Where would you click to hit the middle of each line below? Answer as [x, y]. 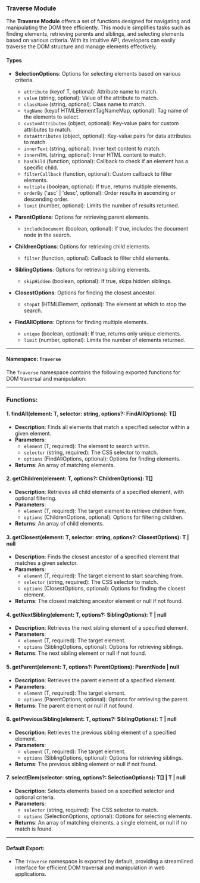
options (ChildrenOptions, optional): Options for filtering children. [104, 517]
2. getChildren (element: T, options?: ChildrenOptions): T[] [79, 478]
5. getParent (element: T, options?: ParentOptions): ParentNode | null [93, 667]
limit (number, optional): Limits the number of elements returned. [104, 340]
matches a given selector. [46, 563]
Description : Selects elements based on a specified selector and [94, 791]
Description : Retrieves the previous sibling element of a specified [95, 732]
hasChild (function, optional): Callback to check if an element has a [106, 161]
